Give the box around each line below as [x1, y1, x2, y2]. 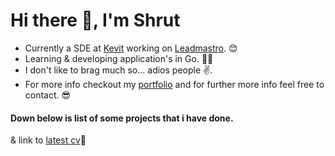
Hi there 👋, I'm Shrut [10, 9, 181, 32]
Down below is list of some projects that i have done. [10, 112, 234, 124]
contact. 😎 [24, 89, 72, 101]
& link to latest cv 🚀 [10, 134, 87, 146]
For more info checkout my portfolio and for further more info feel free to [24, 78, 325, 90]
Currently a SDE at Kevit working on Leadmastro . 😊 [24, 42, 238, 54]
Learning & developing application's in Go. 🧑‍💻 [24, 52, 214, 64]
